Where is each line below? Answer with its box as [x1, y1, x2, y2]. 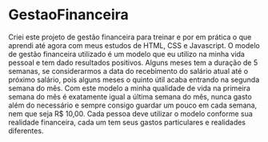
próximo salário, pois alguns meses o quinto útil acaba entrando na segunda [8, 75, 260, 84]
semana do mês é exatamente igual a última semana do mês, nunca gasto [8, 91, 252, 101]
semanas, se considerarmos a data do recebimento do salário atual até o [8, 66, 249, 75]
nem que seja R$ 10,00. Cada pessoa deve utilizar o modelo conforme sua [8, 108, 254, 118]
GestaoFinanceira [8, 6, 130, 24]
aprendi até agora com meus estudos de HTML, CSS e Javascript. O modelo [8, 40, 260, 50]
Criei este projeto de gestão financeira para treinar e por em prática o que [8, 32, 252, 42]
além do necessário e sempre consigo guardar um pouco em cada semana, [8, 100, 258, 110]
